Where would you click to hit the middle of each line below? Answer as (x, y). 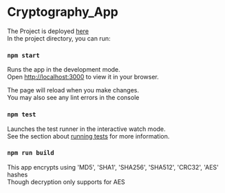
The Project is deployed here (48, 31)
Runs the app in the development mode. (64, 70)
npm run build (31, 153)
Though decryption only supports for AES (66, 182)
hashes (18, 174)
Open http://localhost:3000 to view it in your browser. (83, 77)
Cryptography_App (63, 12)
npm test (22, 115)
